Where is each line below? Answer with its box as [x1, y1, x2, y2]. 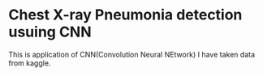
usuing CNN [8, 23, 92, 41]
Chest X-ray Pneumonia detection [8, 6, 243, 24]
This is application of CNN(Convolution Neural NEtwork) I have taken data [8, 49, 256, 59]
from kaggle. [8, 58, 51, 68]
